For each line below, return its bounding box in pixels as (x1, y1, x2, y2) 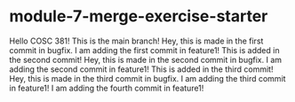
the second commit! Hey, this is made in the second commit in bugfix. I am (9, 54, 283, 65)
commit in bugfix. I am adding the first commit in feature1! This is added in (9, 44, 280, 55)
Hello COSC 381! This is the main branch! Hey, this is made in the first (9, 35, 264, 46)
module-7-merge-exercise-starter (9, 6, 268, 27)
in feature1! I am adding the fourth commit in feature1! (9, 82, 204, 93)
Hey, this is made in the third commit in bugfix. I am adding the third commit (9, 73, 286, 83)
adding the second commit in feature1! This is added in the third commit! (9, 64, 274, 75)
